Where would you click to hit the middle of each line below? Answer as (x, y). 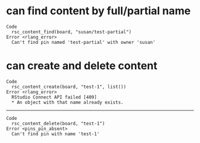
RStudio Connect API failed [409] (54, 97)
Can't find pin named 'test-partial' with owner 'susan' (84, 42)
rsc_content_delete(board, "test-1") (58, 123)
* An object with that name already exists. (68, 102)
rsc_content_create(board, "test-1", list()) (69, 87)
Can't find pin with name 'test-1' (56, 134)
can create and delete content (82, 66)
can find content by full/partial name (99, 11)
